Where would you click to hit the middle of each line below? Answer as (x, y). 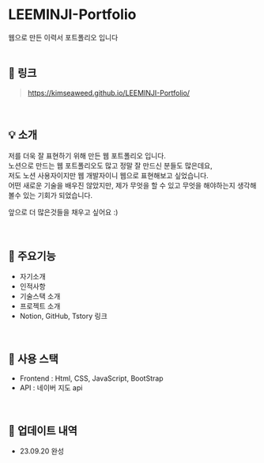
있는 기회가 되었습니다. (58, 195)
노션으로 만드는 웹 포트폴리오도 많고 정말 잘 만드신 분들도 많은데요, (110, 165)
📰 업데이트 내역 (43, 430)
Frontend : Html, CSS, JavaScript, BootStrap (91, 378)
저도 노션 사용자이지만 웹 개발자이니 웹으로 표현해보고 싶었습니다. (109, 175)
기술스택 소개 (40, 296)
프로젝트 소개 (40, 306)
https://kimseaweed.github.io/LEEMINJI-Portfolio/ (109, 93)
